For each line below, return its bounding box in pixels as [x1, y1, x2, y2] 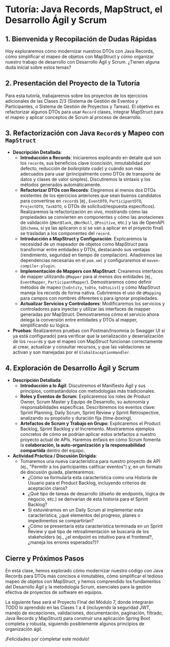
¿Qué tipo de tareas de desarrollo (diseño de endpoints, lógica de [27, 491, 165, 497]
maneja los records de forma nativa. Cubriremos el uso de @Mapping [20, 289, 161, 296]
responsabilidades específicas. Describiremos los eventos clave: [20, 404, 156, 410]
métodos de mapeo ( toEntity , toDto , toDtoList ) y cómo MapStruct [20, 284, 161, 290]
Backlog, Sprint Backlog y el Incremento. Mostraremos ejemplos [20, 426, 155, 432]
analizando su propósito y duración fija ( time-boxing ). [20, 415, 133, 421]
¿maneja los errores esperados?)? [27, 539, 99, 545]
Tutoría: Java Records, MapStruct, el [5, 4, 163, 15]
